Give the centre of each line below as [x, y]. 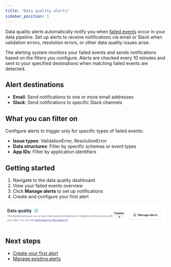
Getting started [30, 168]
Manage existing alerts [37, 258]
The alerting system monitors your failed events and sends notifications [81, 52]
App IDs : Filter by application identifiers [55, 152]
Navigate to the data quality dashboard [54, 180]
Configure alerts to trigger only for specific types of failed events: [74, 131]
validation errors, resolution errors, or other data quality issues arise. [78, 42]
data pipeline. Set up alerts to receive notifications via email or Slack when [84, 37]
